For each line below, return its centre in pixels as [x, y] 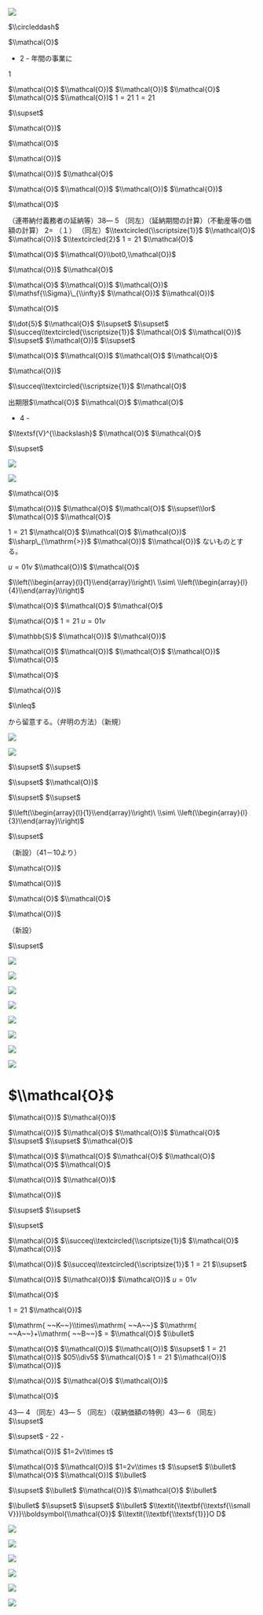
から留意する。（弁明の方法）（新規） [67, 722]
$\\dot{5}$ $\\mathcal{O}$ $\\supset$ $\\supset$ [88, 324]
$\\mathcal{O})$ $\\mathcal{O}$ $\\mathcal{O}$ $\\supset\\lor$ [112, 508]
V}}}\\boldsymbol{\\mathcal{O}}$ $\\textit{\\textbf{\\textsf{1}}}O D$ [117, 1514]
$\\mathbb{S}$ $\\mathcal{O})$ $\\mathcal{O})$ [87, 636]
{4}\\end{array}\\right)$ [46, 590]
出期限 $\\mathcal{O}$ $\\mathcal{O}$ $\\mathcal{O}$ [96, 402]
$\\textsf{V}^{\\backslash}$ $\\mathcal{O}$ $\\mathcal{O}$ [105, 433]
